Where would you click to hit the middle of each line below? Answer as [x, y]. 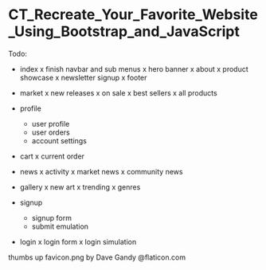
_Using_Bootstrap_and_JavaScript [124, 31]
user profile [51, 123]
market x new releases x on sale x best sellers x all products [118, 92]
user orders [51, 132]
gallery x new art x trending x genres [80, 187]
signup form [51, 217]
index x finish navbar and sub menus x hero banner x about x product [134, 68]
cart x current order [52, 156]
